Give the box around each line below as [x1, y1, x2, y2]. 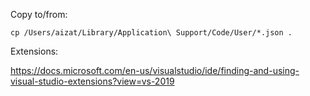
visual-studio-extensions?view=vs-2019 [10, 75, 175, 87]
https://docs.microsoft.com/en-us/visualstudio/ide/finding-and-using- [10, 65, 300, 76]
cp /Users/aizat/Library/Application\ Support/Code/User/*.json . [10, 28, 293, 38]
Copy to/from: [10, 9, 68, 20]
